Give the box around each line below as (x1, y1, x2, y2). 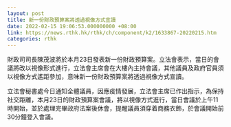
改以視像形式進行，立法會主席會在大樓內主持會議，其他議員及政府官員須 (19, 64, 224, 72)
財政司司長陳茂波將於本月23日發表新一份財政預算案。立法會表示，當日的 (7, 56, 214, 64)
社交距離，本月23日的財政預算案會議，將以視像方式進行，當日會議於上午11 (7, 95, 219, 104)
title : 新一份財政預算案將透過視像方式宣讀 (7, 16, 116, 23)
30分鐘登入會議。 (7, 113, 57, 121)
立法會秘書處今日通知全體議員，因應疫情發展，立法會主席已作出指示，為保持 (7, 87, 224, 95)
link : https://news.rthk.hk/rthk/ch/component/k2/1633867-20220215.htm (7, 29, 217, 36)
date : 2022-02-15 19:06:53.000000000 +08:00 (7, 23, 137, 30)
